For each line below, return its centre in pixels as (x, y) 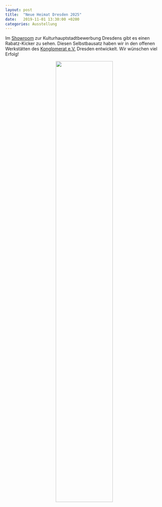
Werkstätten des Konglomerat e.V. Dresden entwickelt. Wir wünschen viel (81, 49)
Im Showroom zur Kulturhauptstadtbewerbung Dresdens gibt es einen (77, 38)
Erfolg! (12, 54)
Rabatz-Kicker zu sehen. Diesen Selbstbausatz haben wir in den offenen (80, 44)
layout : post (19, 10)
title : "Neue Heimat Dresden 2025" (43, 15)
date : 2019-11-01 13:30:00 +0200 (42, 19)
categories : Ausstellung (31, 24)
